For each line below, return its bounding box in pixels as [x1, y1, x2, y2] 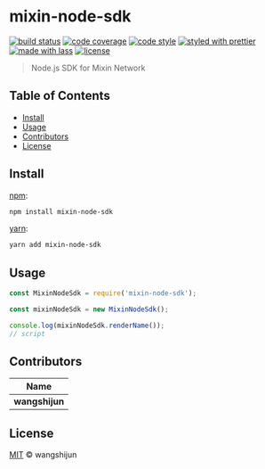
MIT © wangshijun [9, 449, 77, 460]
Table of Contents [9, 88, 111, 103]
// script [9, 329, 46, 338]
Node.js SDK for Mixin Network [30, 62, 146, 73]
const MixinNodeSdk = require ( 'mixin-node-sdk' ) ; [9, 289, 197, 298]
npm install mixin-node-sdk [9, 207, 114, 216]
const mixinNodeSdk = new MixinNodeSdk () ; [9, 305, 169, 314]
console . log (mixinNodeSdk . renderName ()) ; [9, 321, 165, 330]
